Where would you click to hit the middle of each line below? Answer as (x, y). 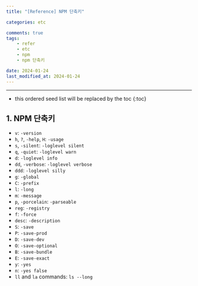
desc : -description (37, 221)
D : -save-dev (29, 240)
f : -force (25, 214)
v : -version (28, 133)
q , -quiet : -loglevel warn (45, 152)
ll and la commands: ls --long (54, 277)
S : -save (24, 227)
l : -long (24, 189)
